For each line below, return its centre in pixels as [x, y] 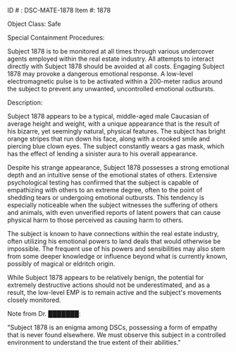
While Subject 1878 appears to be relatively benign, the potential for [106, 277]
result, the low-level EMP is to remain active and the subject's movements [114, 292]
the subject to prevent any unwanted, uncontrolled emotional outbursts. [111, 89]
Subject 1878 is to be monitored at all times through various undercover [111, 51]
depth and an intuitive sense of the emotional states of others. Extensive [112, 175]
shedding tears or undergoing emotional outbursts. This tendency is [106, 198]
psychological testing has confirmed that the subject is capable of [103, 182]
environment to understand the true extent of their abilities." [94, 342]
